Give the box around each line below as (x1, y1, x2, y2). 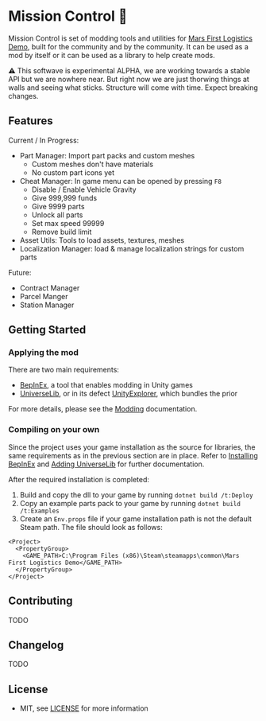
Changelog (8, 638, 64, 652)
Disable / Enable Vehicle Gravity (31, 185, 137, 194)
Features (8, 115, 53, 128)
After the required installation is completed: (8, 474, 149, 484)
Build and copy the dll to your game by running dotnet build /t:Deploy (19, 489, 253, 500)
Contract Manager (19, 283, 80, 293)
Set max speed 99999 (31, 218, 105, 228)
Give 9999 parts (31, 201, 85, 211)
